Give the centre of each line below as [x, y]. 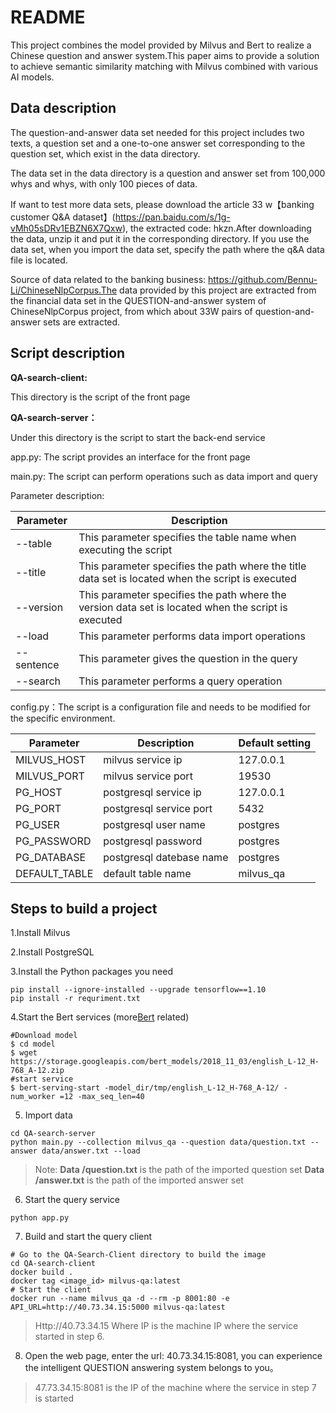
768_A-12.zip [37, 1071]
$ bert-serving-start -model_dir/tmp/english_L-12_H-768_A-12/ [145, 1088]
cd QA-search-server [53, 1134]
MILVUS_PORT [50, 776]
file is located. [39, 260]
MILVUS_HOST [51, 759]
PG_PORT [38, 808]
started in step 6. [69, 1337]
